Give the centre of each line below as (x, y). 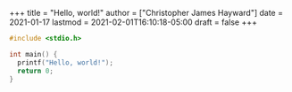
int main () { (33, 54)
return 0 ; (35, 71)
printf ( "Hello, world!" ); (66, 62)
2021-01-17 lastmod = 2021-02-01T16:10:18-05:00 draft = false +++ (133, 22)
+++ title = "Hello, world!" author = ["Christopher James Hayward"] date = (146, 13)
